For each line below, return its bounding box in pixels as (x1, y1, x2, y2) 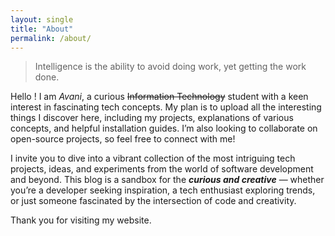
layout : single (10, 14, 74, 25)
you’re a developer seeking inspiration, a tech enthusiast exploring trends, (10, 184, 316, 196)
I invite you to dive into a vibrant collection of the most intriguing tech (10, 152, 296, 165)
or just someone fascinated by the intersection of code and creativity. (10, 195, 297, 207)
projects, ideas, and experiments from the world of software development (10, 163, 314, 175)
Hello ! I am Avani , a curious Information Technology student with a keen (10, 91, 309, 103)
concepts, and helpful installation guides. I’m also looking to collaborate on (10, 122, 318, 135)
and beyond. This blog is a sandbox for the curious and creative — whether (10, 174, 325, 186)
